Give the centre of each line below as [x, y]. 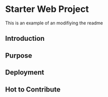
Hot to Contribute [33, 89]
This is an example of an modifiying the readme [54, 23]
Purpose [19, 55]
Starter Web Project [47, 9]
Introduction [25, 39]
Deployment [25, 72]
